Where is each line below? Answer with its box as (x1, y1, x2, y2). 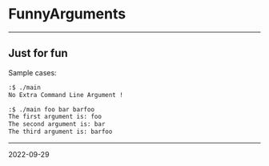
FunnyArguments (8, 5, 126, 23)
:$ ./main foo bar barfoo (8, 105, 94, 113)
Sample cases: (8, 67, 58, 77)
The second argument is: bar (8, 120, 106, 128)
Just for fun (8, 47, 68, 60)
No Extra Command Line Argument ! (8, 91, 124, 99)
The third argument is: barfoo (8, 128, 113, 136)
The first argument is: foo (8, 113, 102, 121)
